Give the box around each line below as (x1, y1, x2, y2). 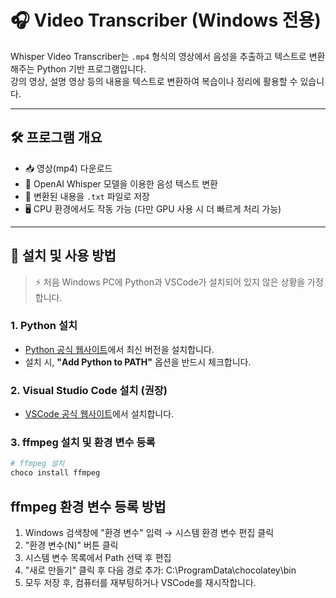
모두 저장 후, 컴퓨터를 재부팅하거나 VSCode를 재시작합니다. (24, 577, 257, 589)
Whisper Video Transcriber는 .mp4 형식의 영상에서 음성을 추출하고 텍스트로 (10, 50, 307, 62)
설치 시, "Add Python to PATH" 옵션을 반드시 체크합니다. (24, 356, 252, 368)
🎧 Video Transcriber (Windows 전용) (10, 9, 322, 32)
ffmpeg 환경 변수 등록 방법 (10, 498, 167, 515)
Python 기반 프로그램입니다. (36, 62, 147, 75)
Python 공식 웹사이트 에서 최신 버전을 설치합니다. (24, 343, 215, 355)
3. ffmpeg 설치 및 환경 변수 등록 (10, 436, 156, 450)
